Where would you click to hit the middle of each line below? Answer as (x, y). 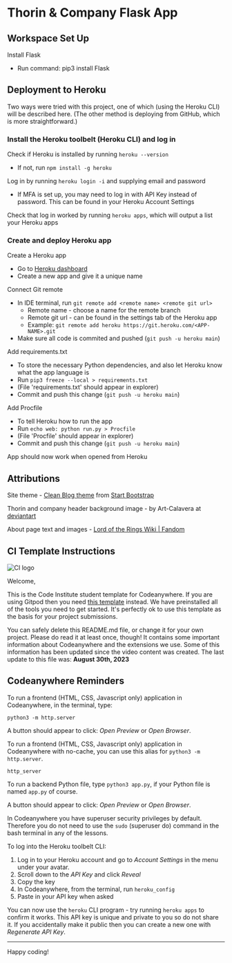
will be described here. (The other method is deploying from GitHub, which (114, 114)
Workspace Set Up (48, 38)
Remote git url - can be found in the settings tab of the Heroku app (122, 318)
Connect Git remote (35, 290)
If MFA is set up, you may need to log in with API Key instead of (107, 194)
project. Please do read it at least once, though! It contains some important (113, 637)
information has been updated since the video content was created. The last (116, 652)
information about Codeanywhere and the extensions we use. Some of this (113, 645)
